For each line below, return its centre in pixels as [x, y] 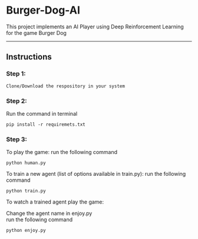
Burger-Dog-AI [43, 10]
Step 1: [16, 74]
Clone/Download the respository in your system [66, 86]
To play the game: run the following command [62, 152]
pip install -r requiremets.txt [46, 125]
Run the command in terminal [42, 113]
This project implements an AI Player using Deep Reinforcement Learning [95, 27]
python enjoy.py [26, 231]
